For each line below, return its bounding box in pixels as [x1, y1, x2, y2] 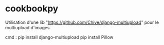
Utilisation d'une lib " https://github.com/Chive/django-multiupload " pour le [5, 19, 159, 25]
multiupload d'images [5, 24, 50, 30]
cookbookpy [5, 3, 58, 14]
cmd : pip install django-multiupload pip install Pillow [5, 34, 113, 40]
